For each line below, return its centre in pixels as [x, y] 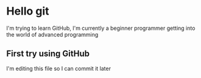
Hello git [28, 11]
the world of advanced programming [52, 34]
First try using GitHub [48, 54]
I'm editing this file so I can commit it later [59, 68]
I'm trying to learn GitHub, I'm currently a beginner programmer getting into [101, 28]
